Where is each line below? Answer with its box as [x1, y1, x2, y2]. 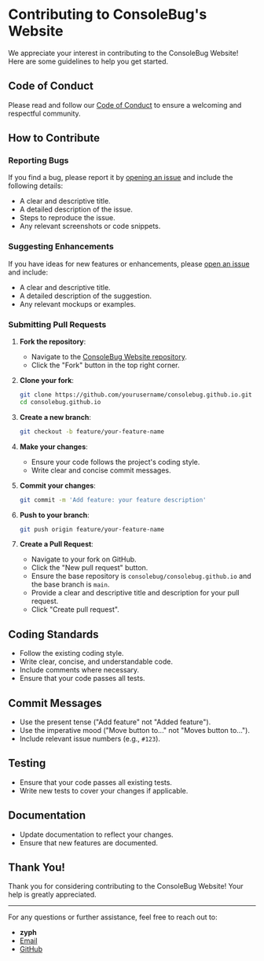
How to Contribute [8, 131, 101, 145]
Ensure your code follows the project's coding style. [31, 457, 200, 466]
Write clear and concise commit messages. [31, 466, 171, 475]
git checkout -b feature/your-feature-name [19, 427, 165, 436]
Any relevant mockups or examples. [19, 299, 136, 308]
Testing [8, 757, 46, 770]
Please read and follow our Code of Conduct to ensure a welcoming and [8, 100, 242, 109]
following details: [8, 181, 64, 190]
